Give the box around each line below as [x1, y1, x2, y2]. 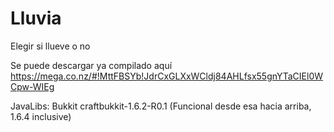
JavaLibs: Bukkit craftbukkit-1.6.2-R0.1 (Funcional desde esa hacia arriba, [10, 100, 312, 112]
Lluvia [10, 7, 62, 30]
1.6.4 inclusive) [10, 110, 72, 122]
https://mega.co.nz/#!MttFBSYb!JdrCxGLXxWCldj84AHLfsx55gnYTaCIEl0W [10, 70, 324, 82]
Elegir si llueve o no [10, 40, 91, 52]
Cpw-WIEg [10, 80, 55, 92]
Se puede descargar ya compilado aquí [10, 59, 173, 71]
